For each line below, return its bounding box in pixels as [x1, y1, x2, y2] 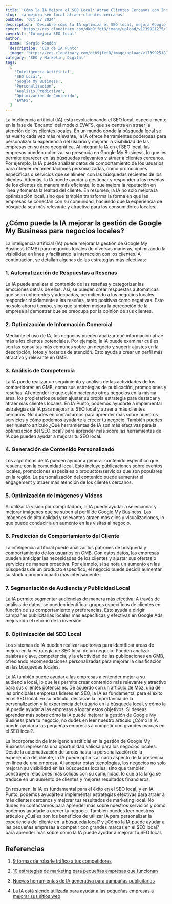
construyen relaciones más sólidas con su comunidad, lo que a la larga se [5, 771, 161, 777]
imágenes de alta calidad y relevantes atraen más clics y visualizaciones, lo [5, 514, 165, 521]
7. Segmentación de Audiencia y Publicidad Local [5, 584, 130, 591]
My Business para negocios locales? [5, 226, 124, 235]
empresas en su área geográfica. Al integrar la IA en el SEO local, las [5, 144, 150, 150]
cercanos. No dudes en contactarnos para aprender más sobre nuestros [5, 411, 158, 417]
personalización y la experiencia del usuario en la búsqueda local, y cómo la [5, 701, 166, 707]
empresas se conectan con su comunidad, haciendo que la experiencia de [5, 198, 162, 205]
